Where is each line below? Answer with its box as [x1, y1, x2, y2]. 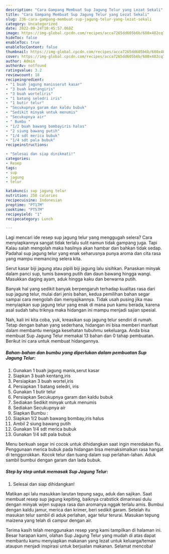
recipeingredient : [6, 77, 44, 82]
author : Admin [6, 59, 36, 64]
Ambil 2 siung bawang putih [13, 421, 71, 427]
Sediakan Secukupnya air [13, 405, 66, 411]
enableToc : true [6, 40, 40, 45]
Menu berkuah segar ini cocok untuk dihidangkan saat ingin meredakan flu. [6, 441, 162, 447]
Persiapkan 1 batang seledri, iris [13, 384, 79, 390]
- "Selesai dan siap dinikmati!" [6, 151, 76, 157]
